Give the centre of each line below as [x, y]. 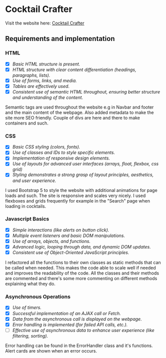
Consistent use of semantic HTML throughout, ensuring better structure [86, 91]
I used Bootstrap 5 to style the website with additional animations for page [82, 190]
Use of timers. [27, 307]
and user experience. [34, 180]
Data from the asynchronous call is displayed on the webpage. [77, 319]
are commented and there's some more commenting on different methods [81, 278]
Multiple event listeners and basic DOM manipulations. [69, 235]
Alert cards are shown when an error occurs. [51, 350]
